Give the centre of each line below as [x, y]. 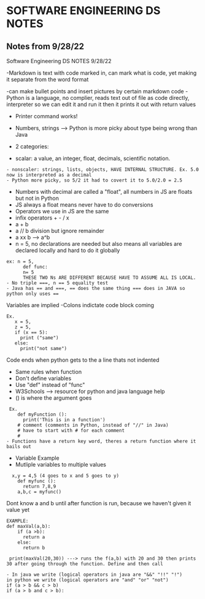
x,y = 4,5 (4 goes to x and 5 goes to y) [66, 476]
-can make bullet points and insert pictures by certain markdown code [95, 91]
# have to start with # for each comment [71, 430]
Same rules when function [48, 372]
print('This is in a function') [64, 420]
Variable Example [37, 458]
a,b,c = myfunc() [40, 492]
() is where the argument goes [53, 398]
